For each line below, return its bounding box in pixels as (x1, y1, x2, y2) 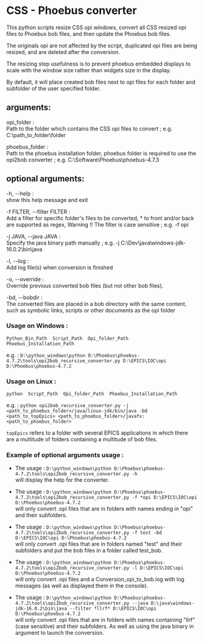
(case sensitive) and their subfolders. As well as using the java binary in (15, 623, 194, 630)
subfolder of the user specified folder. (6, 84, 101, 92)
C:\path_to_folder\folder (6, 131, 66, 138)
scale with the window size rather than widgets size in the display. (6, 66, 171, 73)
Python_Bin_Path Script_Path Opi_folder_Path (6, 335, 129, 342)
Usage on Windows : (6, 322, 68, 330)
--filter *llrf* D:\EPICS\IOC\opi (69, 606, 157, 612)
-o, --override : (6, 275, 44, 283)
